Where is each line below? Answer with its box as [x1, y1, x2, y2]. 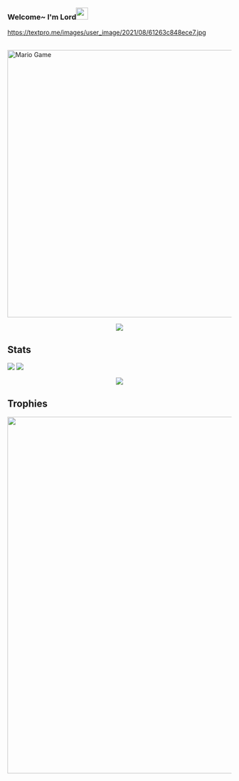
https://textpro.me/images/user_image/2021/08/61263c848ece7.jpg [7, 29, 206, 37]
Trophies [7, 397, 48, 409]
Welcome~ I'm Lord [7, 11, 77, 21]
